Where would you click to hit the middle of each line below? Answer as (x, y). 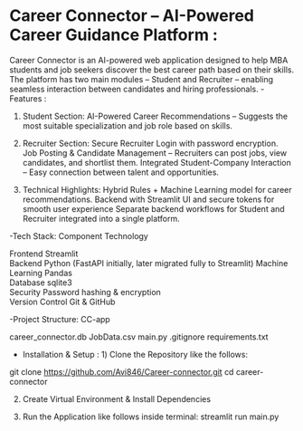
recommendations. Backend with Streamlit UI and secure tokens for (148, 199)
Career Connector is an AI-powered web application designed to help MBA (149, 60)
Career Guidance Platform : (114, 35)
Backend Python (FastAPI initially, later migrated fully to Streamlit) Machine (149, 263)
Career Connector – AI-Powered (132, 16)
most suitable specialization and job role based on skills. (128, 125)
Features (26, 98)
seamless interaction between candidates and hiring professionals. (134, 89)
